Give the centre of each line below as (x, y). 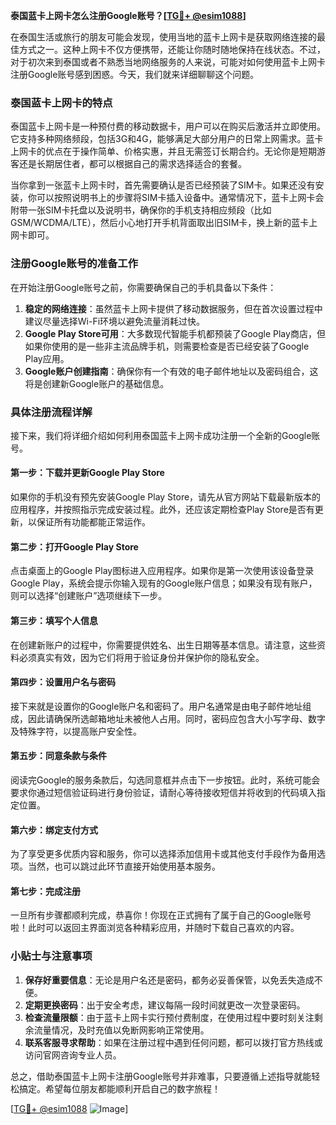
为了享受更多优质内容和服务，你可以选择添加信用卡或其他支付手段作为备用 (163, 854)
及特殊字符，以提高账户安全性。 (76, 731)
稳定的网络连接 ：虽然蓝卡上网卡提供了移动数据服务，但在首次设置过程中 (173, 308)
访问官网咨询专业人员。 (73, 1055)
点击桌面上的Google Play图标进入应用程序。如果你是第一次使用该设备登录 (162, 571)
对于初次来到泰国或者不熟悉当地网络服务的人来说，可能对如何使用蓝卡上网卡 (168, 62)
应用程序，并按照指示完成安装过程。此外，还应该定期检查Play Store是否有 (162, 510)
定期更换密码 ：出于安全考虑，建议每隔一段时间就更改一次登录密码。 (165, 1005)
